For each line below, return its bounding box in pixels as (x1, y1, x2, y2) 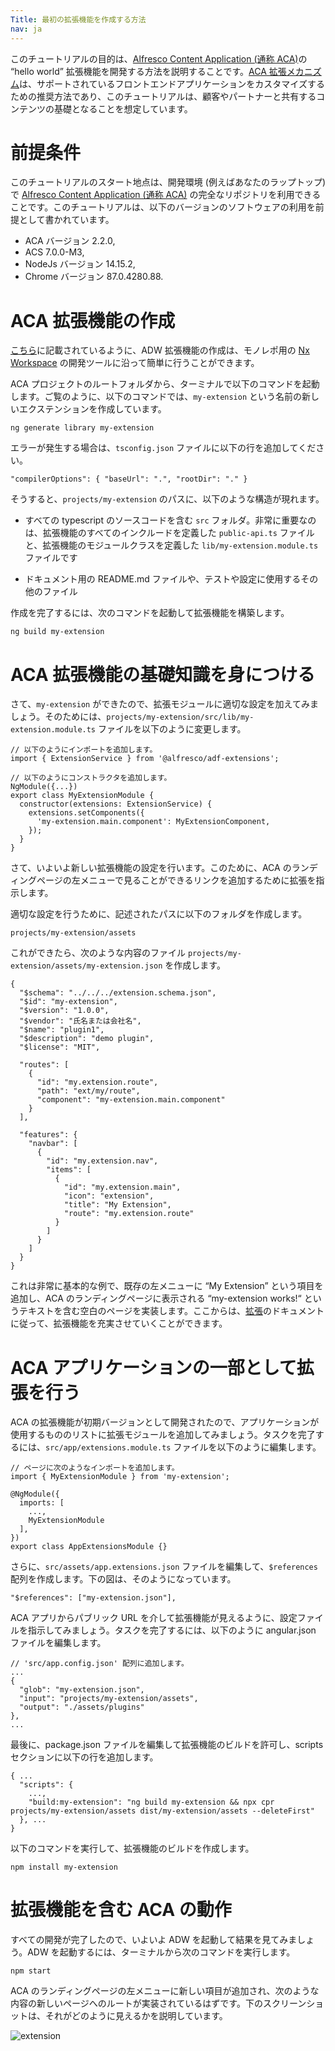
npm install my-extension (10, 1862, 118, 1873)
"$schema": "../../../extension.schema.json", (19, 988, 217, 998)
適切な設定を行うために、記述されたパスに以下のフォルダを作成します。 (10, 908, 308, 920)
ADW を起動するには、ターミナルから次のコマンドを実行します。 (27, 1946, 296, 1958)
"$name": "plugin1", (19, 1025, 105, 1035)
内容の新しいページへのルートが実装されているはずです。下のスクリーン (10, 1997, 307, 2010)
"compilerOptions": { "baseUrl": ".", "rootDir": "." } (10, 474, 248, 485)
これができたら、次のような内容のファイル (10, 947, 186, 959)
